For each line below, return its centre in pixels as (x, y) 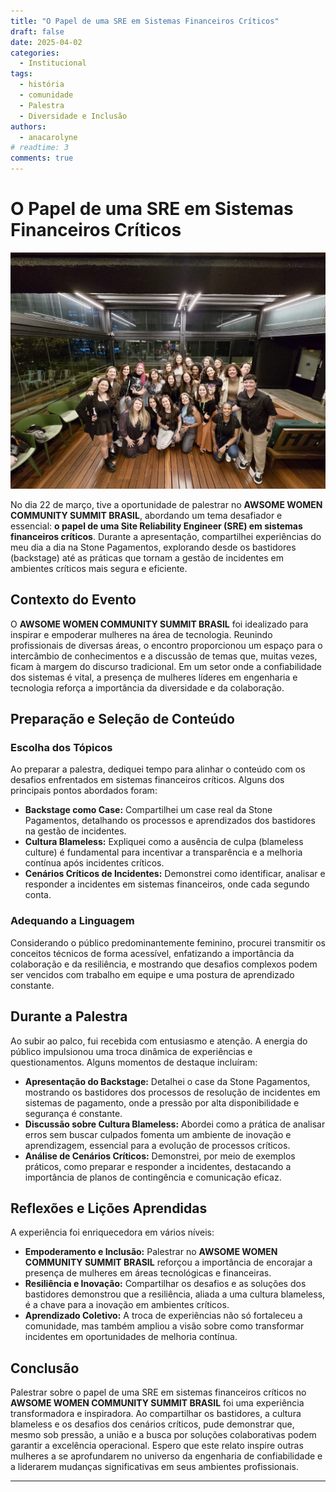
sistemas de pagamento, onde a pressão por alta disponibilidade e (162, 1102)
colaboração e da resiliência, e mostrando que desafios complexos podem (164, 964)
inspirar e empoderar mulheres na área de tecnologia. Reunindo (141, 634)
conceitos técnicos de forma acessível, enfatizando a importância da (152, 953)
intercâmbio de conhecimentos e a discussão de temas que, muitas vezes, (164, 656)
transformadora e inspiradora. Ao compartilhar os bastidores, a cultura (156, 1414)
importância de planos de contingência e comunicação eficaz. (153, 1177)
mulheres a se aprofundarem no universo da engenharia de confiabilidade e (166, 1456)
